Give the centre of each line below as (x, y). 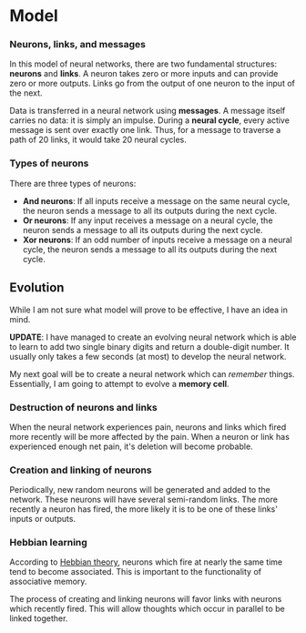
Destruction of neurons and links (83, 407)
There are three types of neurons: (73, 183)
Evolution (37, 288)
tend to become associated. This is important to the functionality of (136, 572)
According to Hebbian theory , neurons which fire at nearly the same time (146, 562)
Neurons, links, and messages (78, 45)
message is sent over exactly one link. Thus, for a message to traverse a (145, 130)
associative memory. (48, 582)
